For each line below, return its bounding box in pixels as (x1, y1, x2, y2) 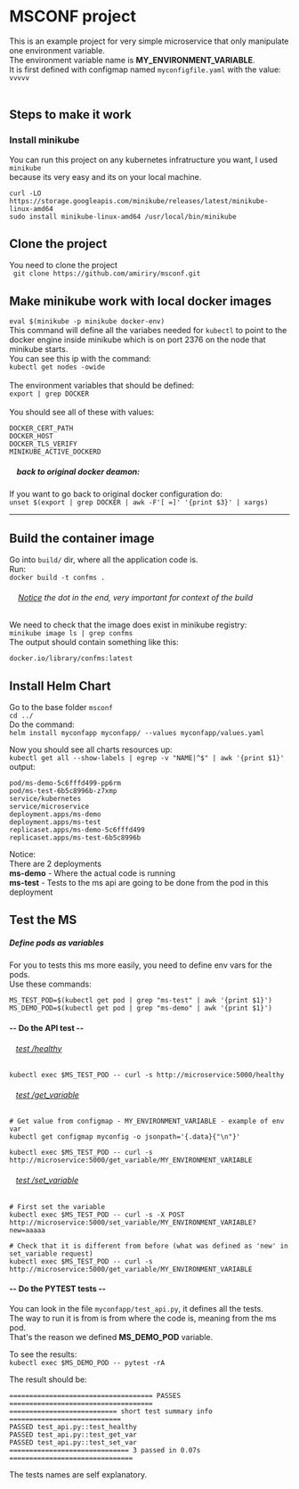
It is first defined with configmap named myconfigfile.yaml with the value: (9, 64, 282, 75)
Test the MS (9, 912, 77, 928)
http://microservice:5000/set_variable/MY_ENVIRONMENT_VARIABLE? (9, 1218, 256, 1227)
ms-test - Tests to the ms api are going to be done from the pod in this (9, 878, 269, 888)
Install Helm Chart (9, 678, 111, 693)
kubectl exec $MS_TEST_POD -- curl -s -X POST (9, 1210, 185, 1219)
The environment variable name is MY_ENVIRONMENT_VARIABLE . (9, 54, 255, 65)
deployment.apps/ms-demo (9, 810, 101, 819)
